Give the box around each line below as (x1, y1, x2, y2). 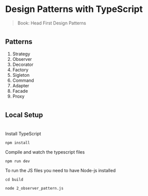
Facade (12, 88, 28, 94)
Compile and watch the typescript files (5, 149, 85, 155)
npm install (5, 140, 30, 145)
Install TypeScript (5, 131, 41, 137)
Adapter (12, 82, 29, 88)
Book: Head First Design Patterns (17, 20, 86, 26)
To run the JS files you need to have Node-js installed (5, 167, 116, 173)
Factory (12, 66, 28, 73)
